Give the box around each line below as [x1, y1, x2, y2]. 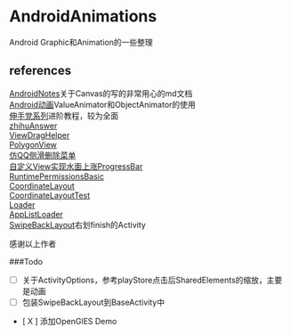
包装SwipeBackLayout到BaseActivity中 [21, 297, 166, 307]
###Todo [9, 256, 43, 266]
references [9, 63, 72, 78]
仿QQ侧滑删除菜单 [9, 150, 77, 160]
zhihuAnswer [9, 120, 58, 131]
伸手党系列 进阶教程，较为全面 [9, 110, 118, 121]
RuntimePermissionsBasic [9, 171, 105, 182]
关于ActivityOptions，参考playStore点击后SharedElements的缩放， [21, 274, 267, 285]
